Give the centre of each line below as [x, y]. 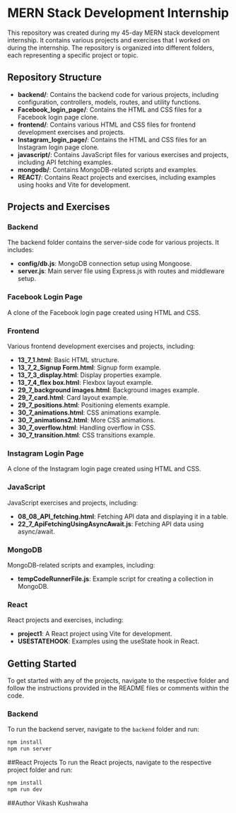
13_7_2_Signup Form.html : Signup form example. [89, 368]
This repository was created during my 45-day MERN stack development [114, 33]
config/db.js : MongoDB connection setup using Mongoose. [105, 264]
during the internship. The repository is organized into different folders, [111, 47]
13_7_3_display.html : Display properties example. [89, 375]
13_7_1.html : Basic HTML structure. [68, 360]
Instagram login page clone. [58, 147]
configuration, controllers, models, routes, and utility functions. [109, 102]
